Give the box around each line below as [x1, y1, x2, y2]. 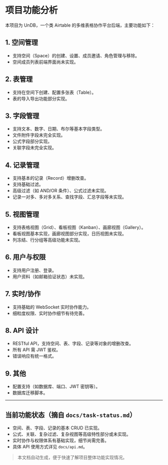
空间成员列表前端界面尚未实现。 [12, 59, 78, 65]
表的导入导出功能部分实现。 [12, 95, 70, 101]
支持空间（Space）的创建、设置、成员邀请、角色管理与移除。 [12, 52, 140, 58]
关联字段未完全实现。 [12, 145, 56, 151]
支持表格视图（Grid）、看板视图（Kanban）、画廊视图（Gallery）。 [12, 224, 146, 230]
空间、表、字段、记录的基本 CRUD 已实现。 [12, 425, 102, 431]
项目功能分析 [5, 5, 58, 16]
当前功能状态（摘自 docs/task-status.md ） [5, 410, 136, 419]
